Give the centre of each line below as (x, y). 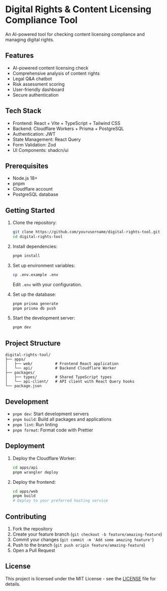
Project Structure (33, 343)
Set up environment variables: (44, 265)
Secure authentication (36, 95)
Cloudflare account (33, 189)
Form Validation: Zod (34, 145)
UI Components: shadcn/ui (40, 150)
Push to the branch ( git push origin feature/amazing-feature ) (79, 545)
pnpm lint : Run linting (35, 424)
